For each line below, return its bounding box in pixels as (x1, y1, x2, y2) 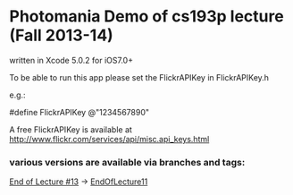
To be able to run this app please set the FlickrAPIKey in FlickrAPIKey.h (9, 72, 270, 82)
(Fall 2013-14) (9, 25, 113, 46)
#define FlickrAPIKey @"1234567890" (9, 106, 150, 117)
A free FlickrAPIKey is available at (9, 123, 132, 135)
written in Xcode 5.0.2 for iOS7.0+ (9, 55, 134, 65)
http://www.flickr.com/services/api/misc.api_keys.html (9, 133, 210, 144)
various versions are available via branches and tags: (9, 156, 246, 168)
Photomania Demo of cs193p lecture (9, 6, 284, 27)
